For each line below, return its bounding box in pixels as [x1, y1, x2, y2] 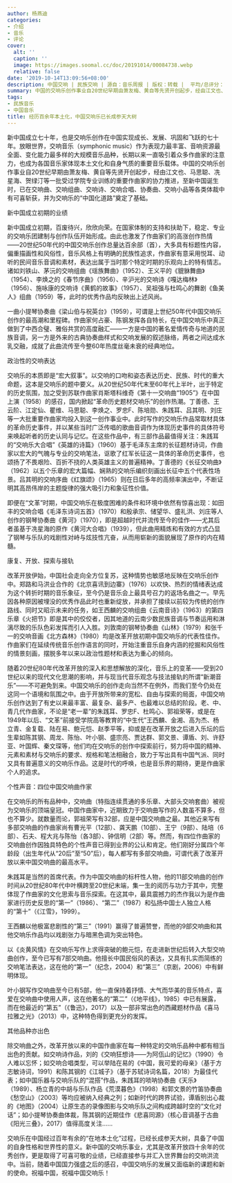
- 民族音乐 [7, 100, 35, 107]
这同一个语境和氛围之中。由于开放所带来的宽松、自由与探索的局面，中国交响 [7, 690, 225, 698]
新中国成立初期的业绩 [7, 208, 68, 217]
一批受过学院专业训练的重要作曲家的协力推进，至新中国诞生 [49, 176, 219, 184]
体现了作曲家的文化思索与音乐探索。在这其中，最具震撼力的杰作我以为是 [7, 889, 213, 898]
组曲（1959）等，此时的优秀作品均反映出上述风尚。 [19, 292, 166, 301]
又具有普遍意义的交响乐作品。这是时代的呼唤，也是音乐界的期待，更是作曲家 [7, 759, 225, 767]
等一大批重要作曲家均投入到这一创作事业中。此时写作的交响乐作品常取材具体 [7, 414, 225, 423]
